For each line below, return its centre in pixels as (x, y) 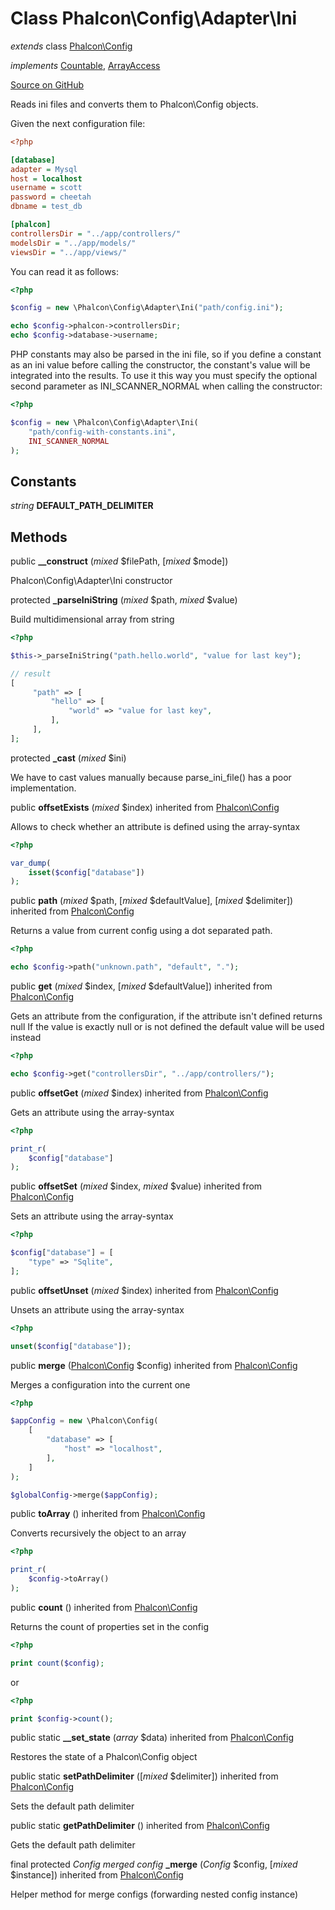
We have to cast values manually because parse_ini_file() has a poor (151, 777)
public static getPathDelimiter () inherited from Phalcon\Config (140, 1826)
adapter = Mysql (44, 169)
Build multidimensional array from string (92, 619)
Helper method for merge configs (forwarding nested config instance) (154, 1894)
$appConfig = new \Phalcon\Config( (84, 1421)
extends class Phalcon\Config (71, 46)
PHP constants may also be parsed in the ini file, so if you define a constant (166, 354)
